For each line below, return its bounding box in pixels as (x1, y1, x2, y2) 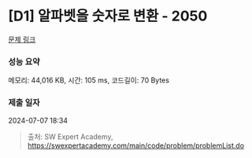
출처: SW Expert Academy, (27, 131, 113, 141)
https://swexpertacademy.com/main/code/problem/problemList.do (27, 141, 245, 150)
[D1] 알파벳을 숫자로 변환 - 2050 (8, 7, 208, 25)
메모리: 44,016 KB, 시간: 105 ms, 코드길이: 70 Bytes (8, 75, 169, 85)
